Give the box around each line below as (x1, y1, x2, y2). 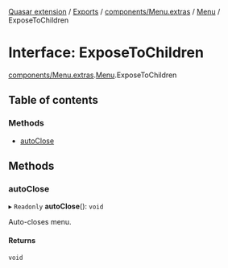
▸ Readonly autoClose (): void (8, 201, 104, 212)
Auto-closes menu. (8, 217, 72, 227)
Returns (8, 235, 36, 245)
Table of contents (8, 93, 98, 107)
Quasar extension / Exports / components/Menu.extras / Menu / (8, 7, 221, 16)
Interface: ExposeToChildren (8, 43, 204, 62)
